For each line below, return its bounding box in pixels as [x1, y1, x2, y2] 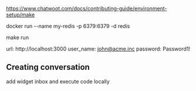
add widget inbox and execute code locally [6, 77, 110, 85]
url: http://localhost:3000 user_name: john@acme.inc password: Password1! [6, 45, 191, 52]
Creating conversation [6, 62, 90, 72]
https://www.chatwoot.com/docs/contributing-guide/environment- [6, 5, 167, 12]
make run [6, 34, 29, 41]
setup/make [6, 11, 35, 18]
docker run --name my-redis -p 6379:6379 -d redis [6, 23, 130, 29]
